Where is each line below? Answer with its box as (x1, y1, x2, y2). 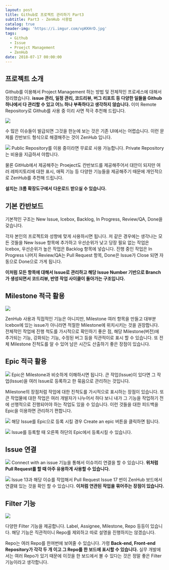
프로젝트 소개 (5, 74, 44, 83)
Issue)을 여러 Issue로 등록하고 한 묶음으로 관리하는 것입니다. (11, 378, 130, 384)
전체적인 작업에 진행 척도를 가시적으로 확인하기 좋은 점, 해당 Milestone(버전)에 (5, 328, 159, 334)
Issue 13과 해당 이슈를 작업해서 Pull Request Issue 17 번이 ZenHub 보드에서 (11, 476, 162, 483)
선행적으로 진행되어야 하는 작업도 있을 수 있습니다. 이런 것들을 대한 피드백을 (10, 401, 159, 407)
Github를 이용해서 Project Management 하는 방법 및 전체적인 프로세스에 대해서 (5, 89, 162, 95)
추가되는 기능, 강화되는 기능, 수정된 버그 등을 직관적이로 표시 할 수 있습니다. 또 (5, 334, 158, 340)
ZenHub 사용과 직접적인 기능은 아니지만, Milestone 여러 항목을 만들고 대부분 (5, 316, 156, 322)
